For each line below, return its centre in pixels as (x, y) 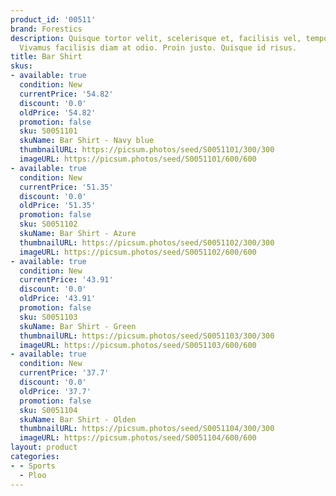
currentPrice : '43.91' (66, 280)
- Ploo (33, 475)
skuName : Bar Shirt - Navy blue (87, 141)
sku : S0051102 (48, 224)
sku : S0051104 (48, 410)
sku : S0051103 (48, 317)
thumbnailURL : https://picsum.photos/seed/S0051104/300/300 (147, 429)
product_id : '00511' (53, 19)
